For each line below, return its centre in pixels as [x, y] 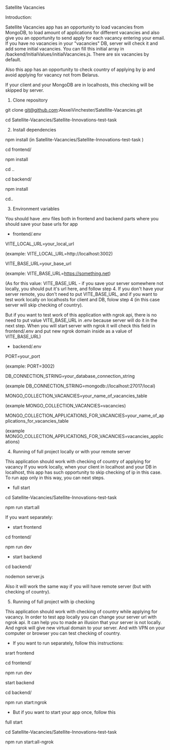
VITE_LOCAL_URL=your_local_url [40, 244]
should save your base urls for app [42, 224]
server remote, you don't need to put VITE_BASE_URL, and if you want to [81, 294]
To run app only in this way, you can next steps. [55, 478]
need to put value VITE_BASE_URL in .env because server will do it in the [81, 320]
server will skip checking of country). [44, 305]
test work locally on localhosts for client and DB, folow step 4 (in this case [82, 300]
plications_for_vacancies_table [37, 421]
